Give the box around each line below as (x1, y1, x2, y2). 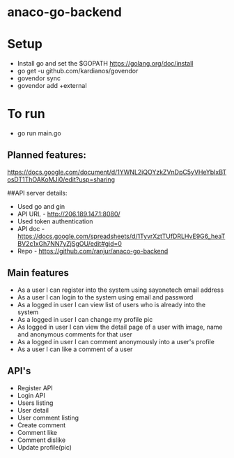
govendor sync (17, 74, 61, 82)
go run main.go (17, 129, 61, 138)
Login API (17, 391, 45, 399)
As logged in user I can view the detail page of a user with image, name (17, 323, 223, 331)
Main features (7, 267, 70, 279)
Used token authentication (17, 217, 93, 226)
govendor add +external (17, 82, 87, 90)
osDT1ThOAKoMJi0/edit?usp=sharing (7, 175, 116, 184)
